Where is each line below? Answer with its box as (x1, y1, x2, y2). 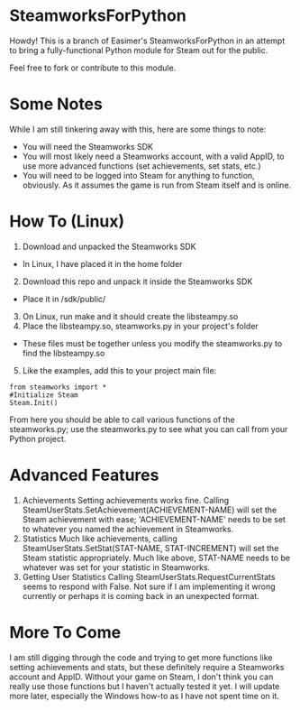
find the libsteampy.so (22, 347, 105, 358)
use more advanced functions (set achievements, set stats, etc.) (22, 160, 261, 171)
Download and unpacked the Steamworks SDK (22, 241, 196, 252)
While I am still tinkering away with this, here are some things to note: (9, 124, 267, 134)
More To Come (9, 622, 122, 642)
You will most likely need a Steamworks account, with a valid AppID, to (22, 151, 286, 161)
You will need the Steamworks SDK (22, 141, 153, 152)
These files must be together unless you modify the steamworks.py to (22, 337, 283, 348)
